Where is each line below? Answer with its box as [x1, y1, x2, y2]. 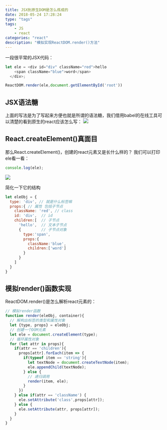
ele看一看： [5, 155, 29, 161]
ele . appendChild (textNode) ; [27, 365, 87, 370]
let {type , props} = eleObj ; [10, 322, 71, 328]
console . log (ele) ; [5, 165, 44, 170]
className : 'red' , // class [14, 208, 73, 213]
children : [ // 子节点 [14, 218, 59, 223]
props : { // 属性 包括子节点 [10, 204, 63, 209]
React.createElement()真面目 [5, 135, 98, 143]
